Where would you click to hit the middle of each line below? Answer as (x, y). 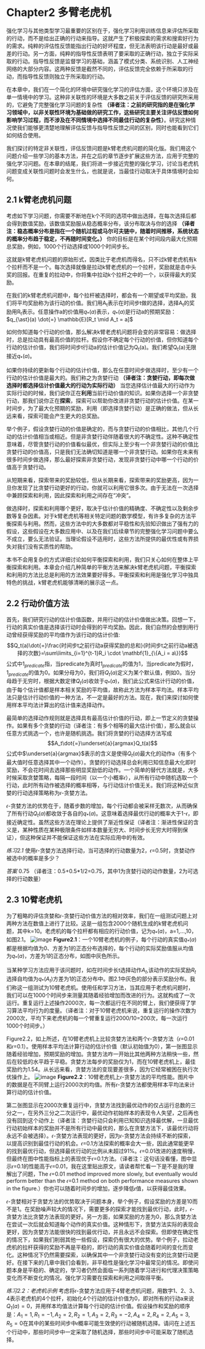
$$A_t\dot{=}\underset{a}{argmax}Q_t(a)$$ (103, 744)
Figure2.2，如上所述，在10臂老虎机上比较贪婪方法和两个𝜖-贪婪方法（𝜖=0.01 (100, 1039)
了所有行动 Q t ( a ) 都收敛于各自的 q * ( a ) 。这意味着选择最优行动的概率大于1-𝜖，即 (103, 814)
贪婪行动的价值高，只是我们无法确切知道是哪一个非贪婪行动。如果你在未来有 (103, 451)
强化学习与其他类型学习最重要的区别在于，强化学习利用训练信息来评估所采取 (103, 31)
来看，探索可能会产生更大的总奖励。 (57, 415)
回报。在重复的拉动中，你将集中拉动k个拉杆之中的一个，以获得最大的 (104, 274)
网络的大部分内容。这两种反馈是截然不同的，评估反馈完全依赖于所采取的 (97, 68)
